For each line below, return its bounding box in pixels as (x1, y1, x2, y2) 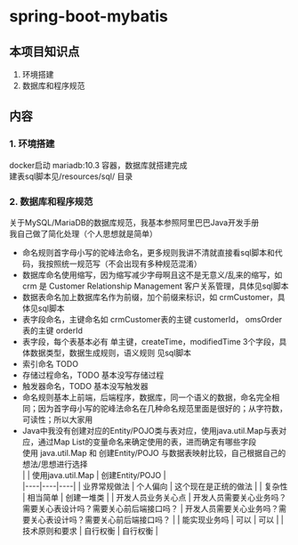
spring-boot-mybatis (9, 6, 169, 27)
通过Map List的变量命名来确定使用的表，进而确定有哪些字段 (37, 436, 257, 447)
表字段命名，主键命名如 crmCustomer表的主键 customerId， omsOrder (21, 313, 283, 324)
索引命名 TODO (21, 358, 78, 369)
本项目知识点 (9, 44, 80, 59)
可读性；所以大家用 (21, 414, 93, 425)
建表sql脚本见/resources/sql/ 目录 (9, 171, 133, 182)
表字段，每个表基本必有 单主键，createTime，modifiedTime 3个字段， (21, 336, 279, 346)
